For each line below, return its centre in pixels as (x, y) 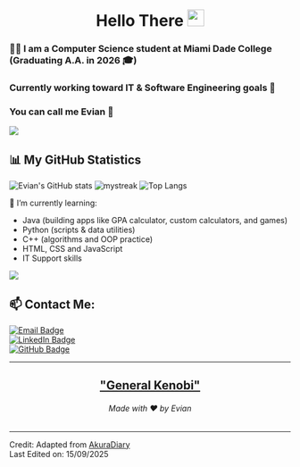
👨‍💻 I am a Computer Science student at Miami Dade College (141, 49)
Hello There (140, 21)
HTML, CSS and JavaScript (72, 249)
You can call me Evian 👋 (62, 112)
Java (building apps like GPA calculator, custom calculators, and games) (155, 221)
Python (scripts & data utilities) (79, 230)
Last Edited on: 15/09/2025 (59, 454)
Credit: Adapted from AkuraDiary (70, 444)
